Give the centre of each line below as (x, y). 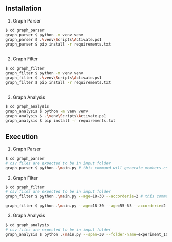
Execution (22, 137)
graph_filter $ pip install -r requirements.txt (58, 82)
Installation (24, 8)
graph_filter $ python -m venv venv (44, 73)
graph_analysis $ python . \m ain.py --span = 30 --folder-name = (72, 234)
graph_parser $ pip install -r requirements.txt (58, 45)
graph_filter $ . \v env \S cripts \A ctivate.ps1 (53, 78)
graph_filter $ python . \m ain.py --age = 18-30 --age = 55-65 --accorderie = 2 (86, 206)
